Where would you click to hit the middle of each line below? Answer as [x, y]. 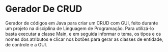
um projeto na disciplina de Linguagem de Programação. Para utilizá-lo [80, 28]
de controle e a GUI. [26, 44]
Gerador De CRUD [44, 9]
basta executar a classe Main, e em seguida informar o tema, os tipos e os [83, 34]
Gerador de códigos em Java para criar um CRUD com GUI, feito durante [82, 23]
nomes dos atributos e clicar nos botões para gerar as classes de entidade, [85, 39]
